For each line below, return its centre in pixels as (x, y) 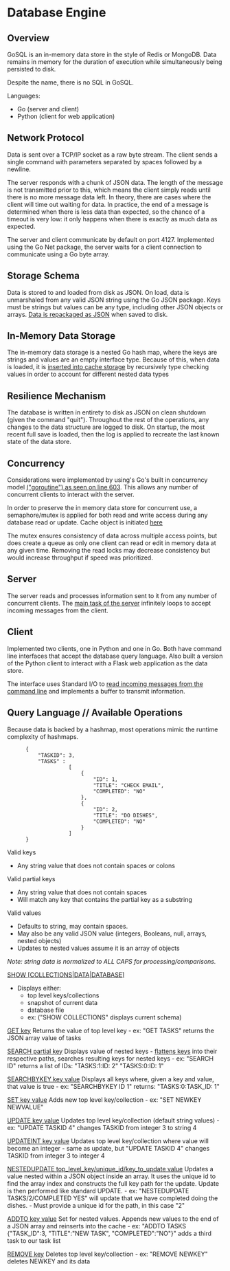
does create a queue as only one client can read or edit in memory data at (112, 543)
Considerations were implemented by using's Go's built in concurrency (107, 480)
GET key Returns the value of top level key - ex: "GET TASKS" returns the (111, 1030)
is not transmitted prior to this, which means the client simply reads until (109, 190)
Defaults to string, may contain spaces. (72, 926)
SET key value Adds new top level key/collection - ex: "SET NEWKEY (104, 1099)
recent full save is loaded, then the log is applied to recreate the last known (113, 434)
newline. (19, 169)
